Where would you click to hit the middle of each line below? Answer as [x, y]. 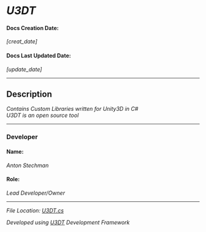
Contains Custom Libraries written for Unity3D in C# [72, 109]
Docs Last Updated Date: [39, 55]
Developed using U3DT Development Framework [68, 222]
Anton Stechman [28, 165]
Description [29, 94]
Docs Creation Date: [33, 28]
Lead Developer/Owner [36, 193]
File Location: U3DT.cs [35, 210]
